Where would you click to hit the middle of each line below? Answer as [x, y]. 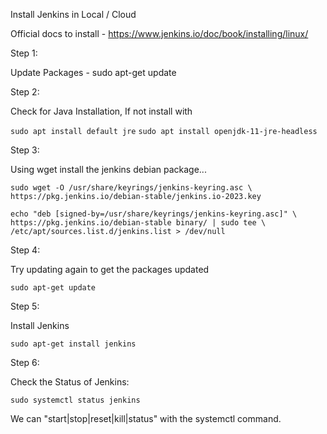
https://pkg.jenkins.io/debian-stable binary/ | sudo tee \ [138, 223]
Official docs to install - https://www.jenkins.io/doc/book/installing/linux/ [159, 33]
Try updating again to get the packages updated [110, 269]
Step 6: [25, 362]
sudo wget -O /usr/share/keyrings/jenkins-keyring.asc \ [131, 188]
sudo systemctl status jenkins [75, 400]
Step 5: [25, 306]
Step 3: [25, 150]
